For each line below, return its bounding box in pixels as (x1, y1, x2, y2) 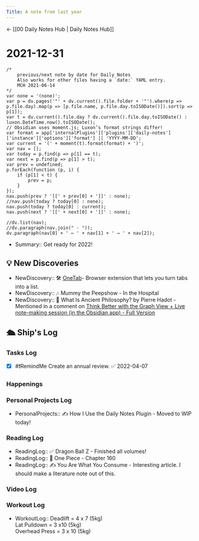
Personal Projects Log (6, 396, 72, 404)
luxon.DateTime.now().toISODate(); (6, 119, 96, 125)
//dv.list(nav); (6, 220, 47, 226)
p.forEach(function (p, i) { (6, 166, 80, 172)
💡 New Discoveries (6, 258, 79, 268)
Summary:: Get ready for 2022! (14, 241, 93, 248)
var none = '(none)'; (6, 93, 61, 99)
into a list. (14, 283, 39, 290)
